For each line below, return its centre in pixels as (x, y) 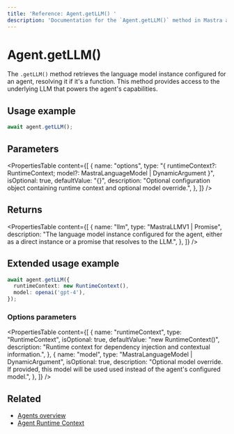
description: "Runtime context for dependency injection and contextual (109, 347)
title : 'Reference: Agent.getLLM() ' (62, 14)
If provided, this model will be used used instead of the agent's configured (114, 369)
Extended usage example (63, 264)
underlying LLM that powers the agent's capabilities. (83, 89)
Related (24, 399)
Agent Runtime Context (51, 423)
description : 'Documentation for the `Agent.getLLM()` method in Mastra (115, 20)
